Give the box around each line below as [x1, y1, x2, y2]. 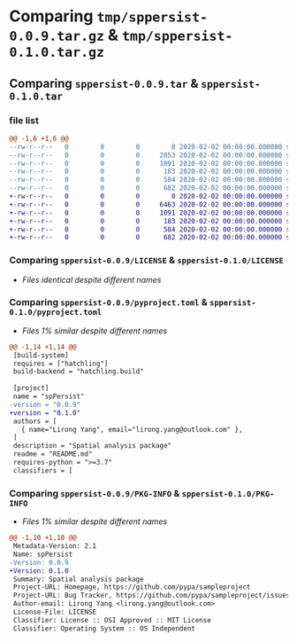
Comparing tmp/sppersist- [9, 6, 209, 27]
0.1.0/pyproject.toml [9, 308, 103, 317]
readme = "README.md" [12, 450, 93, 458]
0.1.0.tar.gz [9, 44, 104, 61]
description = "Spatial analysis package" [12, 442, 172, 450]
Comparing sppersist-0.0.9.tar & [9, 75, 199, 90]
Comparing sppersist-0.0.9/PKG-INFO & [9, 487, 180, 499]
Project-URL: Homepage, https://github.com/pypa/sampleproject [12, 583, 251, 591]
